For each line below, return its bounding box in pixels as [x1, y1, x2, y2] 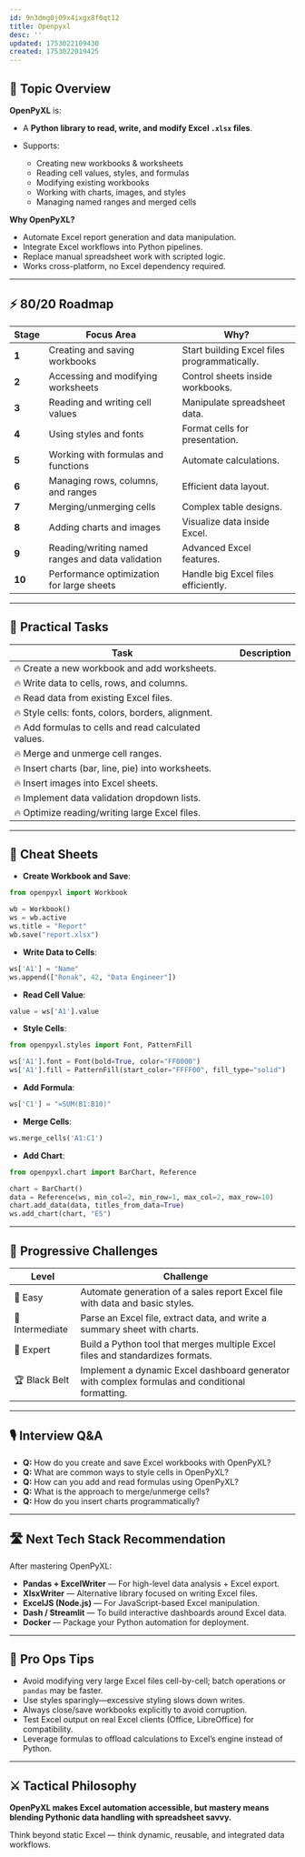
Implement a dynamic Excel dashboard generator [80, 1363, 290, 1376]
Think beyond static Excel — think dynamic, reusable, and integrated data [9, 1830, 285, 1841]
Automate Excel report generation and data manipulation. [22, 231, 237, 242]
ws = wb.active [9, 913, 67, 923]
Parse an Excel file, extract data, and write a [80, 1311, 268, 1324]
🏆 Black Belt [14, 1374, 70, 1387]
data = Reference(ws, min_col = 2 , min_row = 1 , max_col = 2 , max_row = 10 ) [9, 1192, 274, 1201]
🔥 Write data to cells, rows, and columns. [14, 677, 188, 689]
